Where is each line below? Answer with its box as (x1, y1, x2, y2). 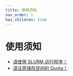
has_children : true (5, 17, 47, 22)
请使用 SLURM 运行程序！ (12, 59, 68, 65)
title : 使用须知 (5, 7, 37, 13)
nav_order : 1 (5, 12, 33, 17)
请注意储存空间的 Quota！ (12, 65, 68, 71)
